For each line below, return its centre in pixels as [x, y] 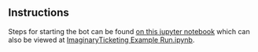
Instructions [39, 13]
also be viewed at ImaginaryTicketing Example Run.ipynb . [101, 40]
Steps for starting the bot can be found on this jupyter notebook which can [129, 31]
